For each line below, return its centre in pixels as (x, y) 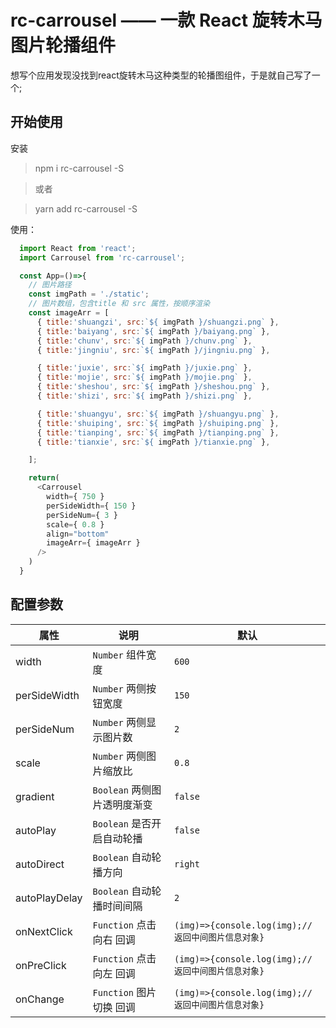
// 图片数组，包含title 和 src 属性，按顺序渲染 (119, 304)
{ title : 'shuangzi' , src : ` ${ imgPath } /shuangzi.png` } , (158, 322)
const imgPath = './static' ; (89, 294)
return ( (44, 478)
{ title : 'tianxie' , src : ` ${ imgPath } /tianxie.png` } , (153, 442)
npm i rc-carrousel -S (79, 168)
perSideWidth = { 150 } (91, 506)
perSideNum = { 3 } (82, 515)
